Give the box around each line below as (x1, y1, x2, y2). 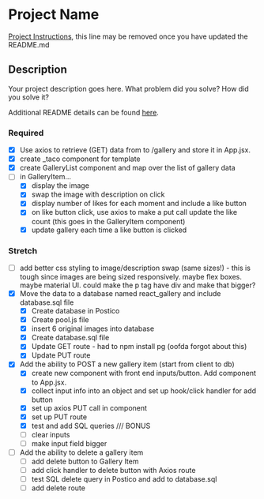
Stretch (8, 245, 38, 256)
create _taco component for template (19, 154, 141, 163)
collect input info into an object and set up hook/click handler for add (31, 385, 257, 396)
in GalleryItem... (19, 172, 71, 182)
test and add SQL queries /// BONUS (31, 421, 151, 430)
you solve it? (8, 92, 50, 102)
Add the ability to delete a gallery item (19, 448, 144, 457)
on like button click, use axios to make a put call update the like (31, 208, 238, 217)
